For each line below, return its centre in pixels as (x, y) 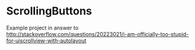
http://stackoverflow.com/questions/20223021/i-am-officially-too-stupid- (97, 34)
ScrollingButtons (49, 11)
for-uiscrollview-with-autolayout (46, 40)
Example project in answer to (42, 28)
